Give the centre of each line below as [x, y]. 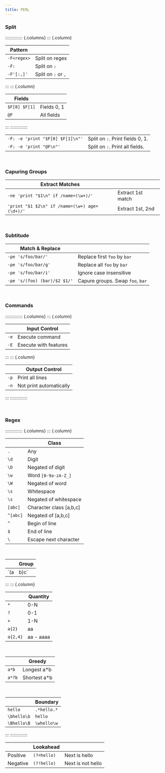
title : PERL [17, 10]
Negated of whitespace [55, 500]
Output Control [44, 369]
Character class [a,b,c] [54, 508]
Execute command [39, 337]
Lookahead [46, 747]
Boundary [47, 702]
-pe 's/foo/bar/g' [29, 265]
